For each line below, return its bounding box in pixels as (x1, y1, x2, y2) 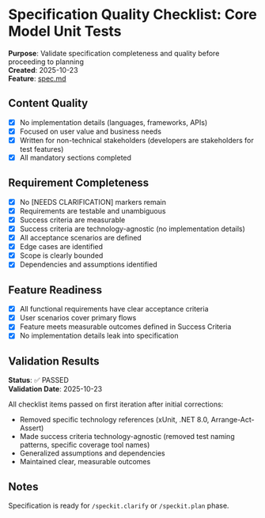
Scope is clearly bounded (19, 251, 104, 260)
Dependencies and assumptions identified (19, 259, 157, 270)
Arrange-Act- (210, 415, 255, 425)
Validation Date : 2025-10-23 (8, 384, 103, 394)
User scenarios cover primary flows (19, 313, 137, 323)
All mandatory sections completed (19, 153, 132, 162)
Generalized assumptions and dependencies (19, 448, 165, 458)
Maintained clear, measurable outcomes (19, 457, 151, 467)
